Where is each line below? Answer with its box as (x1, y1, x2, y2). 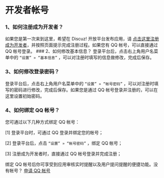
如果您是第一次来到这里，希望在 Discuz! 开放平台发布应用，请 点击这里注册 (5, 36, 159, 42)
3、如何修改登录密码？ (5, 68, 60, 75)
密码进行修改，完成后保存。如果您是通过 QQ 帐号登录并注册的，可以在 (13, 87, 158, 93)
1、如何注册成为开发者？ (5, 23, 64, 30)
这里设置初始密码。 (5, 93, 45, 99)
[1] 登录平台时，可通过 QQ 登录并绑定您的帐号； (5, 130, 103, 136)
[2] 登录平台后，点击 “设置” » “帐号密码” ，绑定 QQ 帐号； (5, 140, 123, 146)
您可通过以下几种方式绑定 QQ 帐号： (5, 119, 80, 125)
